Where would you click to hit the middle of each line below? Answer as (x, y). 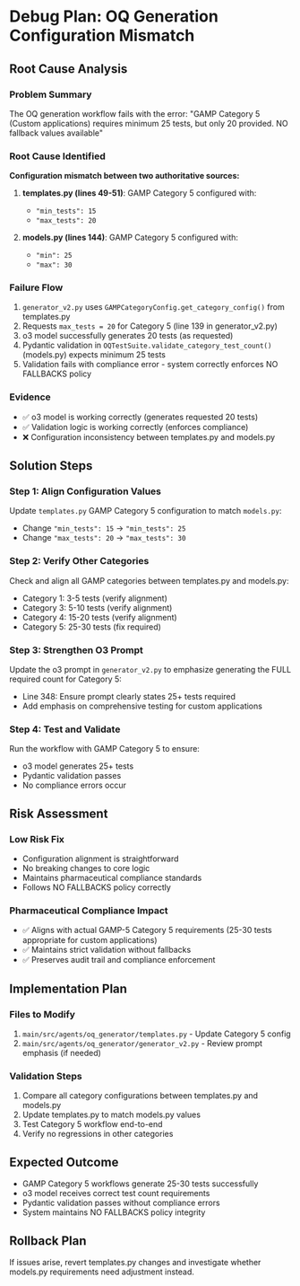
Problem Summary (51, 94)
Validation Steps (46, 1076)
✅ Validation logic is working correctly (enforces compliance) (135, 427)
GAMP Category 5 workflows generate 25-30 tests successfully (140, 1184)
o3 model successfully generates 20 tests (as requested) (128, 336)
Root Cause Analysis (69, 69)
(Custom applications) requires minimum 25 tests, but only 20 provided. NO (149, 123)
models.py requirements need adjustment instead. (102, 1272)
